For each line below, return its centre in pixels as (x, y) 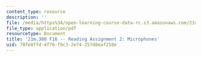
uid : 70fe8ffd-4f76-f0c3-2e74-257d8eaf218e (62, 45)
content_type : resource (36, 12)
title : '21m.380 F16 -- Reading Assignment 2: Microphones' (83, 39)
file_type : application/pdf (41, 28)
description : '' (26, 17)
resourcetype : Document (36, 34)
